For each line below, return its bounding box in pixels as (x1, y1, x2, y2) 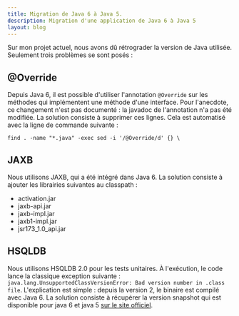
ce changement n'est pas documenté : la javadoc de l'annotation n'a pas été (7, 106, 233, 114)
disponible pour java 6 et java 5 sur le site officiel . (7, 300, 153, 309)
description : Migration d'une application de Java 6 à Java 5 (7, 17, 196, 24)
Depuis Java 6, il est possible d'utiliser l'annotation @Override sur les (7, 91, 208, 99)
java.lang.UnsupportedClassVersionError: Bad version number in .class (7, 279, 225, 286)
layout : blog (7, 24, 46, 31)
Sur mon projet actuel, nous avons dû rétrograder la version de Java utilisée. (7, 44, 233, 52)
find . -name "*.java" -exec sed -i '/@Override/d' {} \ (7, 135, 180, 142)
